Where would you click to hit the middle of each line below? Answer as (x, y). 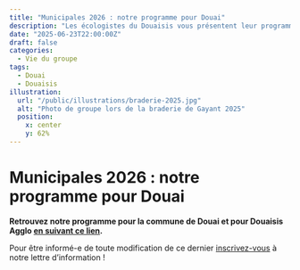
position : (35, 117)
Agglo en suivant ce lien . (56, 230)
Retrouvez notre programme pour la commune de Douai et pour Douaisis (146, 221)
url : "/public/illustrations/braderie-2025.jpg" (109, 100)
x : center (44, 126)
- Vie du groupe (47, 59)
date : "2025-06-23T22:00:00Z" (66, 34)
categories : (31, 51)
